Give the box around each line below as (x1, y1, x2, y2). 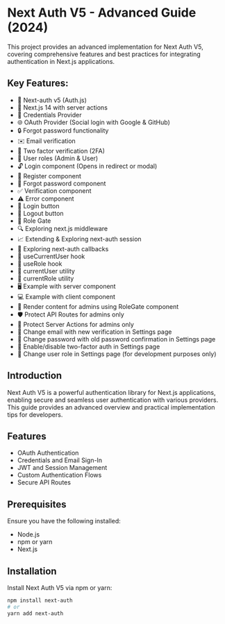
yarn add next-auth (7, 609, 64, 617)
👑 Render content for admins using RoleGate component (17, 302, 179, 310)
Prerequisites (7, 498, 67, 510)
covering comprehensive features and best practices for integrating (7, 50, 201, 58)
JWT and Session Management (17, 464, 108, 472)
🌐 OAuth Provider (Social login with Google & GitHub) (17, 118, 170, 126)
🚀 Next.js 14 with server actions (17, 103, 108, 112)
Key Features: (7, 78, 69, 90)
